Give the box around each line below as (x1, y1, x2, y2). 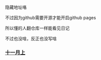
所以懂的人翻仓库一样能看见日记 (5, 25, 70, 31)
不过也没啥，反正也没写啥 (5, 36, 57, 41)
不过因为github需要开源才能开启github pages (5, 15, 97, 21)
